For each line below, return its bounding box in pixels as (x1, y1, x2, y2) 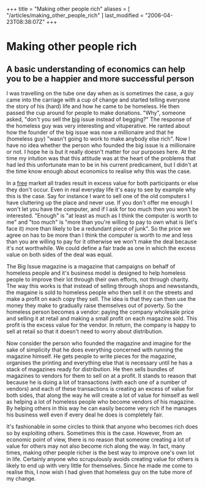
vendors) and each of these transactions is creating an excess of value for (6, 385, 194, 392)
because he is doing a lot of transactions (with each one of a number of (6, 379, 187, 386)
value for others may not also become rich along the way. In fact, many (6, 443, 185, 449)
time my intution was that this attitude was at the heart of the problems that (6, 155, 196, 161)
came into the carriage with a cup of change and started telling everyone (6, 96, 190, 103)
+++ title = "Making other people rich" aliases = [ (6, 6, 130, 12)
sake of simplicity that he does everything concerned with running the (6, 346, 184, 353)
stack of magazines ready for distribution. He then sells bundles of (6, 366, 174, 372)
